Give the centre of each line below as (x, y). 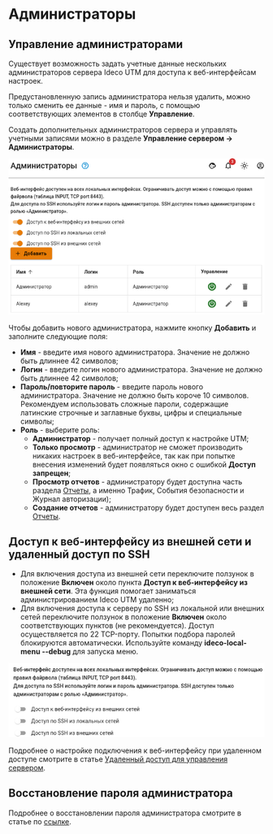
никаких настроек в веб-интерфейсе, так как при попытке (134, 455)
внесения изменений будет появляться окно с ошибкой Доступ (144, 464)
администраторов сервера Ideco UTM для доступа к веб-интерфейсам (132, 72)
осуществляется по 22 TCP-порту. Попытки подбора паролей (128, 634)
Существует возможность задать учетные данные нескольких (118, 63)
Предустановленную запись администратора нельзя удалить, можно (129, 97)
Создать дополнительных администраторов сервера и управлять (123, 130)
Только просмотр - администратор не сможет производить (137, 447)
